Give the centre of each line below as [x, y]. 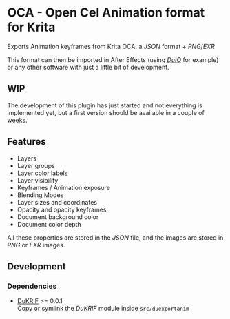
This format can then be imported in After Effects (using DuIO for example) [113, 59]
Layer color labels [42, 173]
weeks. [17, 120]
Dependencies [32, 286]
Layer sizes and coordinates [57, 202]
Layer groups [36, 165]
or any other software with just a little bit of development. [88, 67]
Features [27, 142]
